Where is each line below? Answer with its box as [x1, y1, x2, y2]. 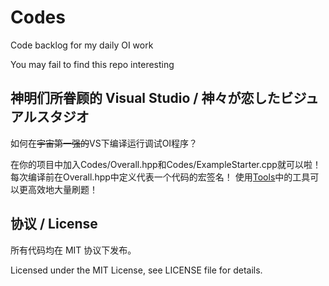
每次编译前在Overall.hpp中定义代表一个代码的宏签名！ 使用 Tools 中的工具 [10, 171, 311, 183]
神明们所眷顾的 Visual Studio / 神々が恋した [10, 90, 281, 107]
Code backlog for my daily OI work [10, 39, 154, 51]
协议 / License [10, 216, 98, 233]
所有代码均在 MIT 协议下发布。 [10, 244, 137, 256]
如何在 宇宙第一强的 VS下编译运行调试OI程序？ [10, 137, 198, 149]
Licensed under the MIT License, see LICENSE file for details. [10, 264, 263, 276]
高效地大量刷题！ [27, 183, 98, 195]
